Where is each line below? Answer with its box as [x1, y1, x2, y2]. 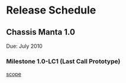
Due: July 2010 [6, 42, 43, 49]
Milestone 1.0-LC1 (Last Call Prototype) [6, 57, 121, 65]
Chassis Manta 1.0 [6, 27, 76, 37]
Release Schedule [6, 4, 96, 17]
